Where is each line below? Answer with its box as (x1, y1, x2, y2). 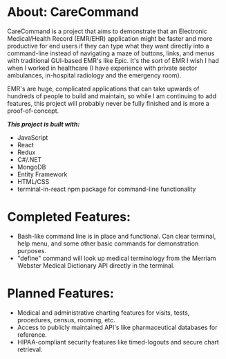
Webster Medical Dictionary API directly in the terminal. (17, 261, 175, 270)
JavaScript (17, 133, 48, 142)
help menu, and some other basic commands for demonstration (17, 239, 199, 248)
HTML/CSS (17, 177, 50, 185)
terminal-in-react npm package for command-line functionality (17, 185, 196, 193)
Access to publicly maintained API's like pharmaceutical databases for (17, 323, 218, 331)
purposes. (17, 246, 47, 255)
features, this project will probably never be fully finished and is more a (7, 99, 209, 107)
